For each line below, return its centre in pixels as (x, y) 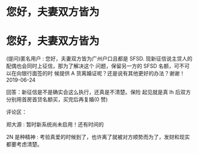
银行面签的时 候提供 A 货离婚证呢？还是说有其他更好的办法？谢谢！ (103, 74)
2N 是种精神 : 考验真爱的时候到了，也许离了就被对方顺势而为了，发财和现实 (98, 137)
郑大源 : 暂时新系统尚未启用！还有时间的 (55, 125)
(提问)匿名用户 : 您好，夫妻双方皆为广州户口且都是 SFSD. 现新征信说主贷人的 (99, 59)
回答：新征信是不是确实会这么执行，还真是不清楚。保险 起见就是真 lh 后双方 (98, 92)
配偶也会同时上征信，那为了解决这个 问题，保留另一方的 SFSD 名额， (90, 66)
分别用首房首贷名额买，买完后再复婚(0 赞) (57, 99)
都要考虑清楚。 (24, 144)
